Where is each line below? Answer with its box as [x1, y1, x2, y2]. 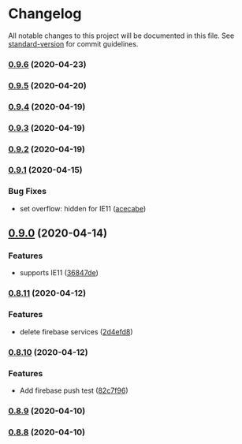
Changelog [8, 5, 82, 23]
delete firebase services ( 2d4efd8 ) [19, 326, 133, 336]
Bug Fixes [8, 186, 47, 197]
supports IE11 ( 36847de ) [19, 268, 99, 278]
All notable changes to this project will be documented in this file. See [8, 31, 235, 40]
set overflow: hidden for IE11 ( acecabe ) [19, 203, 147, 213]
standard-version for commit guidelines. [8, 39, 139, 48]
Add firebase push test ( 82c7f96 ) [19, 386, 128, 395]
